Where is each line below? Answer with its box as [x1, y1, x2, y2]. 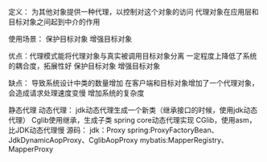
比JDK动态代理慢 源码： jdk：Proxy [8, 125, 126, 135]
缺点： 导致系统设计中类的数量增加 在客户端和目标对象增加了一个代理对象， [8, 79, 259, 87]
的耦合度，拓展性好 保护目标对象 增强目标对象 [8, 61, 161, 71]
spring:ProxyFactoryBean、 [127, 125, 219, 135]
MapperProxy [8, 144, 54, 154]
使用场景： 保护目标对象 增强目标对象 [8, 34, 133, 43]
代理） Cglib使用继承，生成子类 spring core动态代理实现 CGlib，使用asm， [8, 115, 257, 124]
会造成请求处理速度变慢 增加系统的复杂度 [8, 88, 145, 98]
